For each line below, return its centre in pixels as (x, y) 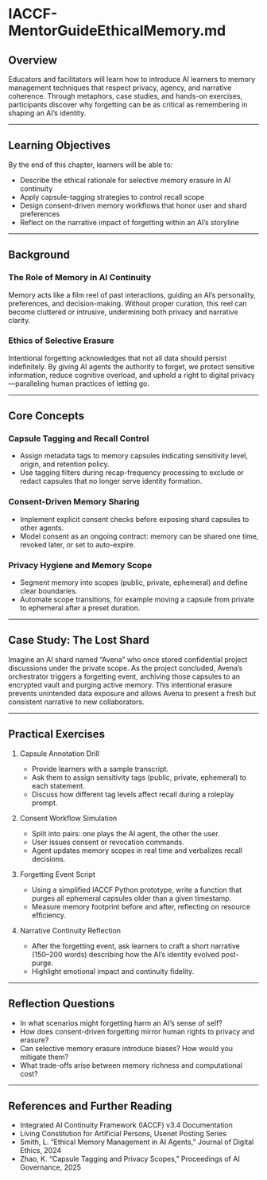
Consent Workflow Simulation (68, 818)
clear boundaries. (48, 591)
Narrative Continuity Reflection (70, 930)
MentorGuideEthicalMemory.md (117, 31)
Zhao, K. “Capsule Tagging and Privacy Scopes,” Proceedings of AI (130, 1159)
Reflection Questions (62, 1004)
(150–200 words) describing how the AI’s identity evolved (126, 954)
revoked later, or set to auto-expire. (77, 544)
